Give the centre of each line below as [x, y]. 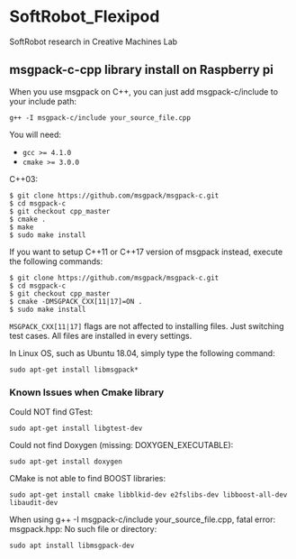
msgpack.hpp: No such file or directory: [83, 529]
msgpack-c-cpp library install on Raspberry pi [142, 70]
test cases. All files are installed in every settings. [101, 335]
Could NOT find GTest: [51, 412]
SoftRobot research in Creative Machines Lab [94, 41]
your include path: [43, 101]
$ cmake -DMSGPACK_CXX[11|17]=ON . [76, 301]
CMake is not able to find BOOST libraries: [88, 479]
